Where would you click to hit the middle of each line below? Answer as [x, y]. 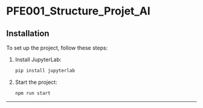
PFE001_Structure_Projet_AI [79, 11]
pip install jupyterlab [45, 71]
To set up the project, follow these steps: [57, 48]
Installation [28, 33]
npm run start [33, 93]
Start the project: [36, 82]
